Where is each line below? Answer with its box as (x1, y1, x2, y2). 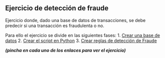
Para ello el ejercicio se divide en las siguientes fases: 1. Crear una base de (5, 32, 160, 38)
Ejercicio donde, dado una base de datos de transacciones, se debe (5, 17, 146, 23)
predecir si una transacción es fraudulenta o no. (5, 22, 104, 28)
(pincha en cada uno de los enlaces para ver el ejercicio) (5, 47, 126, 53)
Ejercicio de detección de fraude (5, 4, 109, 12)
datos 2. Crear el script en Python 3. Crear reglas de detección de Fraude (5, 37, 157, 43)
